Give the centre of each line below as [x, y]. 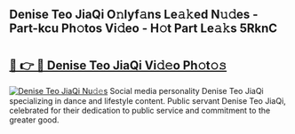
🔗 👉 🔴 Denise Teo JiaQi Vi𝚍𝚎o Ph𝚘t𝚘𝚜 [118, 65]
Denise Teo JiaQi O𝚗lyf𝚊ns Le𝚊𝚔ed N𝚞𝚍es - [134, 15]
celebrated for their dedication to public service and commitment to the [140, 110]
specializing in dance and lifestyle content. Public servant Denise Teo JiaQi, [147, 101]
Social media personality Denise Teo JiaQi [187, 91]
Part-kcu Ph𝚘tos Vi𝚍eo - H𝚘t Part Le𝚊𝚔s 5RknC [144, 29]
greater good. [34, 120]
